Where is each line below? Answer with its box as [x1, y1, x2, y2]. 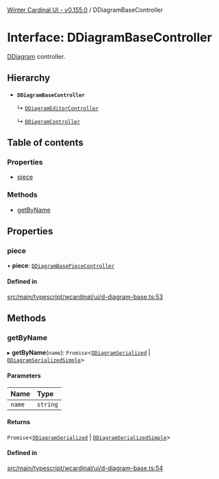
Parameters [7, 371, 41, 380]
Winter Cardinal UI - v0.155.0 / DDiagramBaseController [7, 6, 163, 14]
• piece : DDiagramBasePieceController [7, 262, 115, 270]
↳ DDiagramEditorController [16, 103, 99, 112]
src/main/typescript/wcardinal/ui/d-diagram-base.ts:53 [7, 293, 163, 301]
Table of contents [7, 137, 83, 149]
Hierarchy [7, 72, 51, 84]
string [36, 400, 58, 408]
